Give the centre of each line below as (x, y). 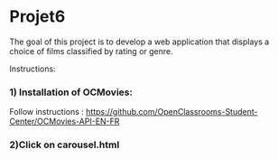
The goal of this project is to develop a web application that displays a (139, 42)
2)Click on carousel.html (65, 145)
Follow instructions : (46, 112)
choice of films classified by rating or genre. (91, 51)
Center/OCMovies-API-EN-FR (65, 122)
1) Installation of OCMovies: (71, 92)
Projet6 (37, 17)
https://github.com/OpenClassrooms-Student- (171, 112)
